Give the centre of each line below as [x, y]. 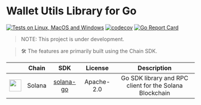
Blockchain [155, 92]
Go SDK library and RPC [155, 78]
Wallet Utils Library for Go [71, 11]
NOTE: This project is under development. [72, 39]
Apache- [98, 82]
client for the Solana [155, 85]
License [97, 68]
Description [155, 68]
